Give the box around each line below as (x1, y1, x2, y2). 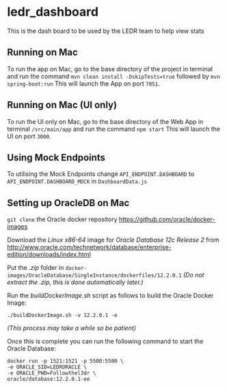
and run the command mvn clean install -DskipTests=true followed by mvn (7, 72, 220, 80)
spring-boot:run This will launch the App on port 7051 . (7, 79, 160, 88)
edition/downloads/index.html (7, 251, 91, 259)
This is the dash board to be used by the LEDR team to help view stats (7, 27, 204, 35)
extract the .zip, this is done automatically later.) (7, 278, 144, 286)
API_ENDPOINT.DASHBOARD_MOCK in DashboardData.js (7, 177, 148, 186)
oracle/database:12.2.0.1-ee (7, 376, 90, 383)
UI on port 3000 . (7, 131, 51, 140)
